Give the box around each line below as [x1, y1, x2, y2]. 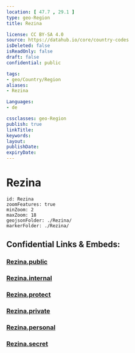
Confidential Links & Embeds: [6, 239, 120, 250]
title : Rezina [6, 20, 43, 26]
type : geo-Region [6, 15, 50, 21]
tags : [6, 71, 20, 77]
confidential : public [6, 59, 61, 66]
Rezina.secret [6, 340, 49, 348]
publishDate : [6, 144, 40, 150]
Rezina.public [6, 258, 48, 266]
